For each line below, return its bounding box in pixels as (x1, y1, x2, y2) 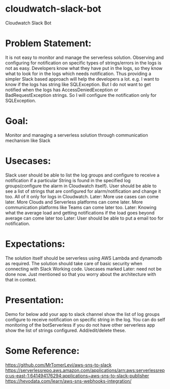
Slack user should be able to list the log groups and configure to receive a (5, 172, 160, 178)
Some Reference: (5, 345, 80, 357)
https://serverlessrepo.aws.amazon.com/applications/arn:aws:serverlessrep (5, 367, 165, 373)
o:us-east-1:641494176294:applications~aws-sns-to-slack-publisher (5, 372, 149, 378)
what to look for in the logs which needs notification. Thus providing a (5, 70, 151, 77)
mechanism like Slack (5, 137, 51, 144)
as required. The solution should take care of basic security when (5, 260, 143, 266)
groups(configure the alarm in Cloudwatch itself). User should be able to (5, 183, 157, 189)
